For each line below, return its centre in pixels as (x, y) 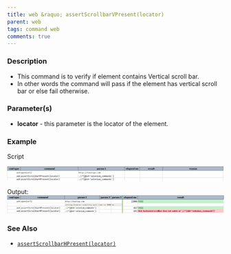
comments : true (29, 36)
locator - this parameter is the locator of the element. (92, 123)
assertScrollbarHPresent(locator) (66, 244)
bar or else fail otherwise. (53, 91)
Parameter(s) (30, 109)
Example (22, 141)
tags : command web (33, 29)
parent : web (24, 22)
